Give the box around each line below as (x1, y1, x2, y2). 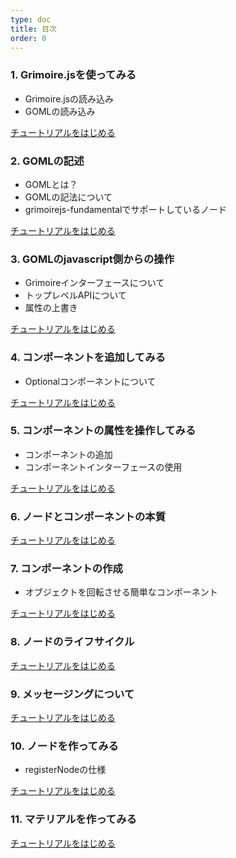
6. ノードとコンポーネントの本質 (10, 509, 167, 523)
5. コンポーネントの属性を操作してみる (10, 424, 197, 438)
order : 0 (10, 33, 47, 43)
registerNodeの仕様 (24, 764, 107, 776)
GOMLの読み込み (24, 105, 96, 117)
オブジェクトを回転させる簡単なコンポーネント (24, 586, 218, 598)
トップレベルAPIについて (24, 289, 127, 301)
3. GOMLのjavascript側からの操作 (10, 252, 175, 266)
